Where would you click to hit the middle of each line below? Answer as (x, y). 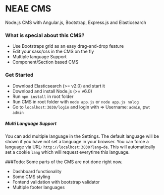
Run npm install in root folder (43, 96)
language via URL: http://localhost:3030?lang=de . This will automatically (80, 147)
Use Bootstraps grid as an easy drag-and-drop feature (68, 46)
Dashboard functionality (37, 171)
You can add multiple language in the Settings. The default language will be (82, 136)
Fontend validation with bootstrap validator (56, 182)
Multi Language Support (31, 124)
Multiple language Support (39, 57)
